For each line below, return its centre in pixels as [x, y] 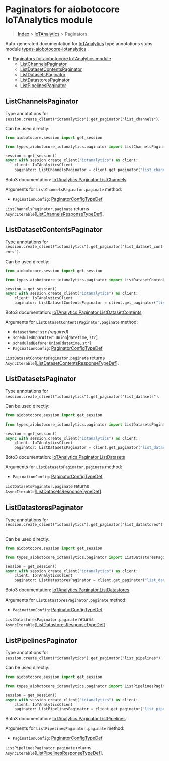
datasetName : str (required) [40, 332]
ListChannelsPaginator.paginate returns [47, 209]
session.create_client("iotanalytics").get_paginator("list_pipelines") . [84, 658]
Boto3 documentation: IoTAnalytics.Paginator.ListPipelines [65, 719]
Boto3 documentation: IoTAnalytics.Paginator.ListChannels [66, 179]
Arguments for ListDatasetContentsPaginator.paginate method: [72, 322]
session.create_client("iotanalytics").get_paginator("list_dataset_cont [84, 247]
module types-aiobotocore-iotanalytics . [47, 49]
